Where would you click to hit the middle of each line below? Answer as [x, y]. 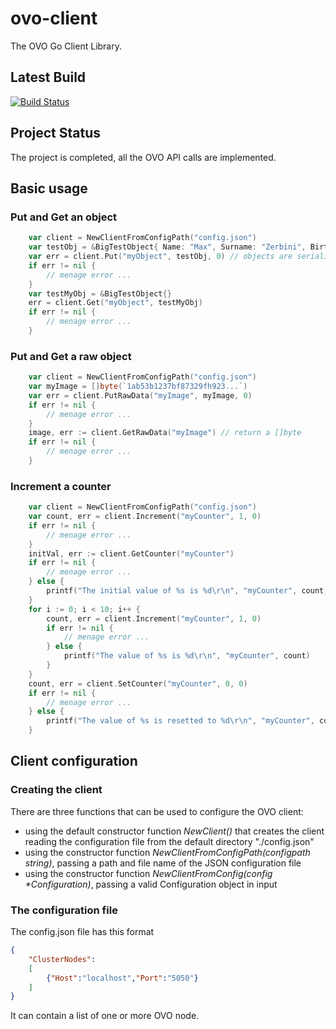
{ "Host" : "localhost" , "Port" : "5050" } [122, 978]
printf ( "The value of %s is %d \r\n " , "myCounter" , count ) [187, 656]
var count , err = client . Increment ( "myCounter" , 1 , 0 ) [145, 517]
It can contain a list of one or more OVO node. [105, 1016]
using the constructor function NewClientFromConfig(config [148, 873]
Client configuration [74, 761]
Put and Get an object [64, 217]
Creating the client [56, 790]
